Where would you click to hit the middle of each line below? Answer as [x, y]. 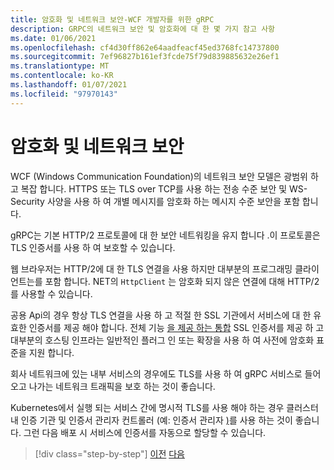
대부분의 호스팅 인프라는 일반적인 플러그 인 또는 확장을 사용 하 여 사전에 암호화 [162, 340]
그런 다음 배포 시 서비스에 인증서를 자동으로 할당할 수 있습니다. [145, 432]
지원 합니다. [51, 352]
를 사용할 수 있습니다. [51, 293]
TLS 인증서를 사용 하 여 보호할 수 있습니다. [93, 247]
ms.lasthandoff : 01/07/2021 [69, 85]
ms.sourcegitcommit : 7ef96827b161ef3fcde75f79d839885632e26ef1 [145, 57]
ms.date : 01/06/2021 [53, 38]
